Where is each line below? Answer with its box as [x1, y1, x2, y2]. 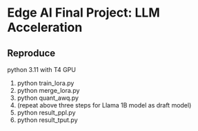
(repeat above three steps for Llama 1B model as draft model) [17, 101, 192, 109]
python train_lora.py [17, 79, 75, 87]
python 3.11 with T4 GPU [7, 66, 76, 73]
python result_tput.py [17, 116, 78, 124]
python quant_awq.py [17, 94, 79, 102]
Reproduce [7, 47, 56, 59]
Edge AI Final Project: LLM [7, 5, 160, 21]
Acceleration [7, 19, 83, 35]
